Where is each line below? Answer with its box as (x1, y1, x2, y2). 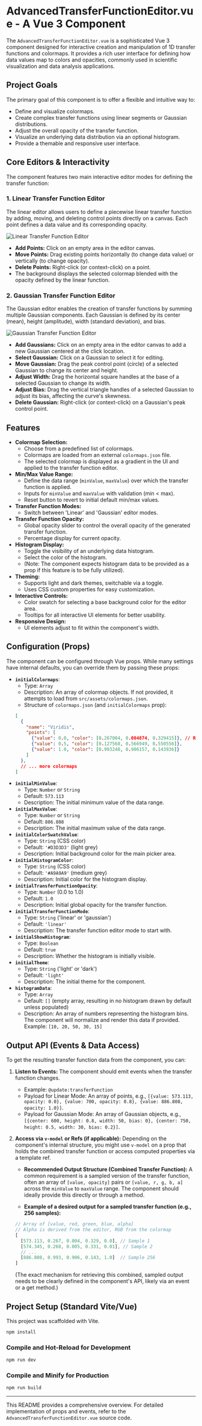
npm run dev (6, 1357, 36, 1363)
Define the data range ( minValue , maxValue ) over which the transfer (23, 477, 189, 484)
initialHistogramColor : (14, 856, 74, 864)
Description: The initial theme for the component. (23, 978, 146, 985)
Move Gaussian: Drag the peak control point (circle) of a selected (14, 360, 179, 368)
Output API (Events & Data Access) (6, 1040, 140, 1050)
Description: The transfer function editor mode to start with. (23, 927, 173, 934)
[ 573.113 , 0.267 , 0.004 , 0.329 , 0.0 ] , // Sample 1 (20, 1238, 150, 1244)
